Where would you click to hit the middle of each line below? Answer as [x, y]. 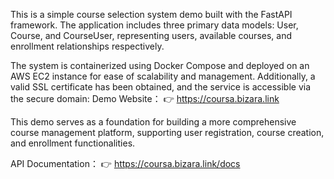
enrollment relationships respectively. [87, 46]
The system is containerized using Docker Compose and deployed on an [160, 65]
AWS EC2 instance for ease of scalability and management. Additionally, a [163, 76]
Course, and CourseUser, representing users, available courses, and [151, 35]
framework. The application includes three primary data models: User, [154, 25]
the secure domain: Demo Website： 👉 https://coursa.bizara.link [145, 98]
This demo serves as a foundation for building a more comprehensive [153, 122]
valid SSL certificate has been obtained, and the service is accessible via [161, 87]
